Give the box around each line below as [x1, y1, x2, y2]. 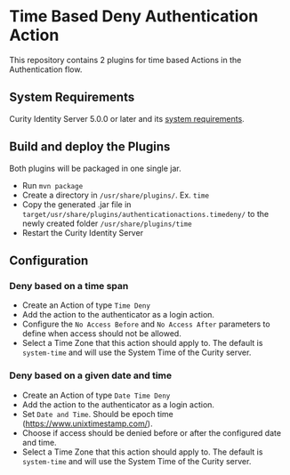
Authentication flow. [9, 64, 83, 75]
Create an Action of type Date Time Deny [21, 390, 171, 400]
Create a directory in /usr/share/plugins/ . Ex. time [21, 189, 210, 200]
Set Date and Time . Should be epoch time [21, 408, 173, 419]
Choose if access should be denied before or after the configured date [21, 427, 282, 438]
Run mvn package [21, 180, 84, 190]
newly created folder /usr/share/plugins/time [21, 218, 193, 229]
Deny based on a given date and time [9, 369, 173, 382]
